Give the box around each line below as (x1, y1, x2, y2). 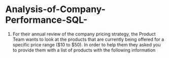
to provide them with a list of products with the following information (12, 47, 156, 53)
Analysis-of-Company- (5, 4, 106, 15)
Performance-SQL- (5, 14, 88, 26)
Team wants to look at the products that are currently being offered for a (12, 36, 164, 42)
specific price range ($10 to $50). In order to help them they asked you (12, 41, 161, 47)
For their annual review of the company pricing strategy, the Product (12, 31, 156, 37)
